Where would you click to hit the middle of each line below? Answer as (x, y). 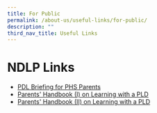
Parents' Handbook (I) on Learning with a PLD (83, 94)
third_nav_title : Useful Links (52, 33)
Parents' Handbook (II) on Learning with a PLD (84, 102)
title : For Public (34, 14)
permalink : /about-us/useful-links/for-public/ (77, 20)
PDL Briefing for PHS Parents (59, 87)
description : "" (31, 27)
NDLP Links (41, 68)
